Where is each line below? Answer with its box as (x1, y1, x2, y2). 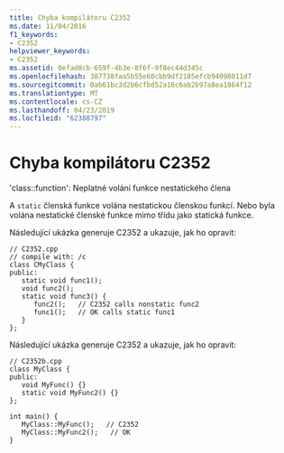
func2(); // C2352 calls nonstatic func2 (32, 300, 200, 310)
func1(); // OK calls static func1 (32, 308, 176, 317)
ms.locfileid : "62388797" (9, 114, 106, 123)
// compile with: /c (9, 253, 87, 262)
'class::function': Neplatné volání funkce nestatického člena (9, 182, 232, 194)
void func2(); (21, 284, 75, 293)
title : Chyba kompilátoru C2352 (9, 13, 131, 23)
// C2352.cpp (9, 245, 59, 254)
